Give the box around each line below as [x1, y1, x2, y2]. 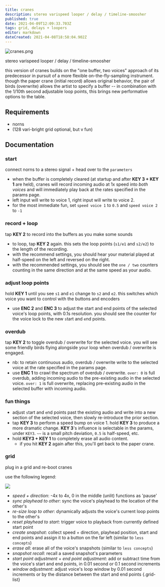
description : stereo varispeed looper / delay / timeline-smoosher [5, 12, 147, 17]
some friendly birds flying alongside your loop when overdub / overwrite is [5, 345, 157, 351]
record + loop [5, 220, 38, 227]
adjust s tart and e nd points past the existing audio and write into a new [12, 409, 156, 415]
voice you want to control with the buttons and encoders [5, 296, 120, 302]
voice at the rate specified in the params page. [12, 365, 107, 371]
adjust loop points [5, 279, 49, 286]
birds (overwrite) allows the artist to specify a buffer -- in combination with [5, 83, 157, 89]
